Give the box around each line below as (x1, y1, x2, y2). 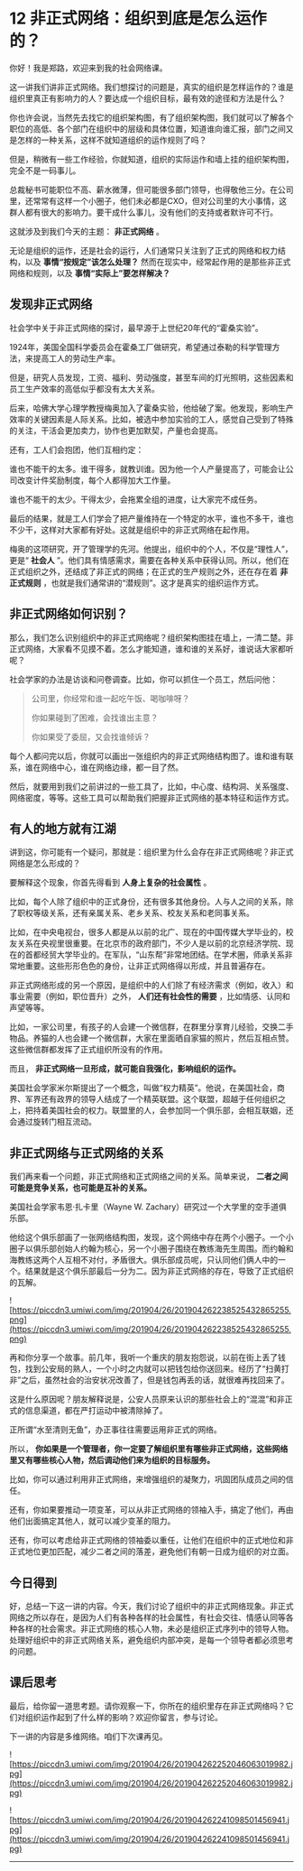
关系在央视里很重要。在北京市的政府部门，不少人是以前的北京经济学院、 (16, 938, 286, 949)
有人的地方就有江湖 (9, 820, 116, 836)
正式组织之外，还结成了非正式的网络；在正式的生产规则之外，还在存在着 (9, 566, 278, 577)
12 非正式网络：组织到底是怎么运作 (9, 8, 268, 29)
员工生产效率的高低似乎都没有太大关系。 (9, 383, 160, 394)
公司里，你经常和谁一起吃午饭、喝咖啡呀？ (31, 692, 190, 704)
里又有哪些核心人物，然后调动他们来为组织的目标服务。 (9, 1455, 215, 1466)
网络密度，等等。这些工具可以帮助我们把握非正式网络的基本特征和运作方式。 (9, 792, 294, 803)
